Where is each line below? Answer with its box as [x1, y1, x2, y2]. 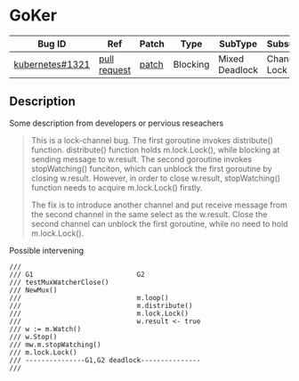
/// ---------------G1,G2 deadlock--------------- [9, 355, 201, 365]
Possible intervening [9, 245, 85, 255]
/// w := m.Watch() [9, 324, 82, 334]
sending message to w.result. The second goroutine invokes [30, 153, 252, 165]
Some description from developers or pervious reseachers [9, 118, 224, 128]
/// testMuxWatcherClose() [9, 278, 109, 287]
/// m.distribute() [9, 301, 193, 310]
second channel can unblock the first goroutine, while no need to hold [30, 218, 288, 229]
